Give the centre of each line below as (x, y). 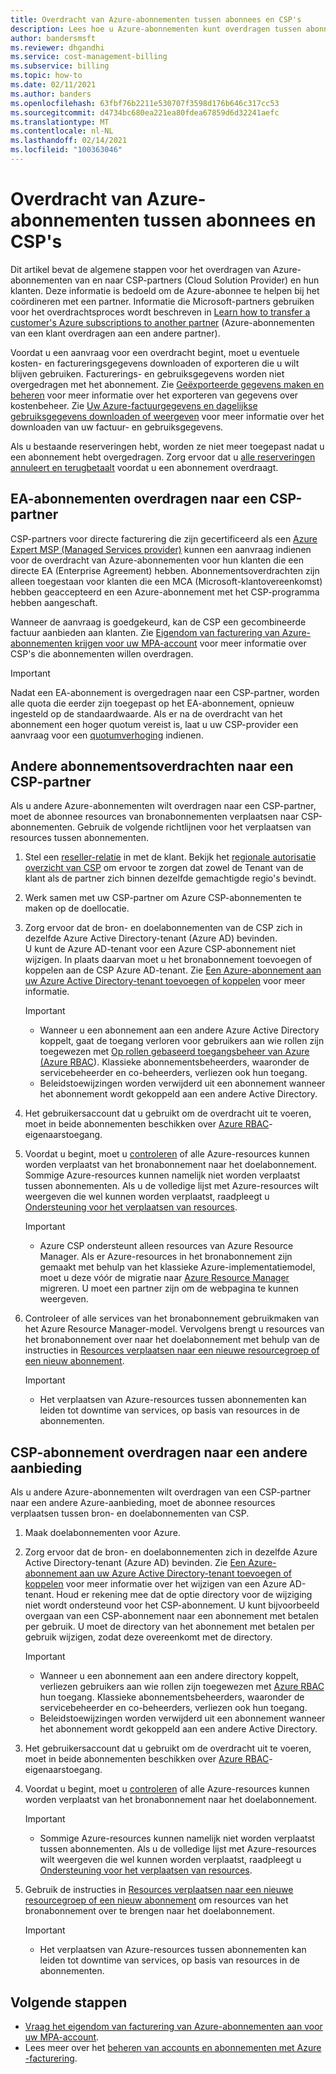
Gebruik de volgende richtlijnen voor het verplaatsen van (194, 827)
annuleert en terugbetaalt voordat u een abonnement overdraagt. (144, 467)
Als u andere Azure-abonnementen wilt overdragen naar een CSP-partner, (163, 806)
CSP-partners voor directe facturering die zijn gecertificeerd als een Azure (164, 538)
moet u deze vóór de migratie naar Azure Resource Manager (164, 1278)
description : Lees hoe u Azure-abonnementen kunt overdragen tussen (156, 29)
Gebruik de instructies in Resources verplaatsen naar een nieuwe (159, 1890)
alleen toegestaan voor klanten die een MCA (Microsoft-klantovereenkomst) (166, 581)
